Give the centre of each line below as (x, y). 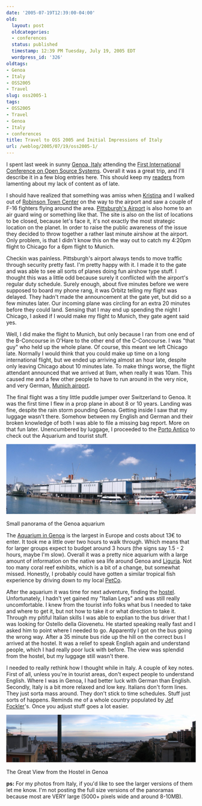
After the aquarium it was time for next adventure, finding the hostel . (91, 592)
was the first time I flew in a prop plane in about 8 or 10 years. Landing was (99, 404)
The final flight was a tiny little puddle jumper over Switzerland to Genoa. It (99, 397)
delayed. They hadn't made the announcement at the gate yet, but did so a (99, 297)
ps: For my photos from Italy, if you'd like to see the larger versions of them (99, 783)
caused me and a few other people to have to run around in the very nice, (97, 379)
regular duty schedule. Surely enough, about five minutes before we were (97, 284)
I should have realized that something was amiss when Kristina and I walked (100, 195)
